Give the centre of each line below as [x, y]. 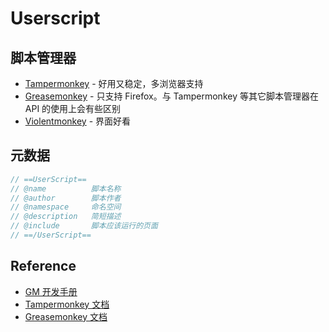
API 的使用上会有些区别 [73, 108]
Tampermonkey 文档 [67, 304]
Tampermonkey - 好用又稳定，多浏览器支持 [114, 83]
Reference [43, 266]
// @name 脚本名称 [66, 188]
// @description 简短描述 [66, 217]
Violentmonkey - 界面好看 [78, 121]
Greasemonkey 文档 [66, 316]
